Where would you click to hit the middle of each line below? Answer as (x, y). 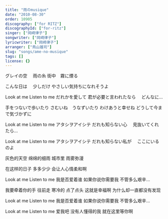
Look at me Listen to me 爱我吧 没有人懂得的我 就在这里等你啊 (69, 211)
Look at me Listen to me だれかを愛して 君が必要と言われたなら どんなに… (84, 97)
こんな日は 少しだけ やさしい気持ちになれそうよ (57, 86)
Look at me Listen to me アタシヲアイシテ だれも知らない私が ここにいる (82, 141)
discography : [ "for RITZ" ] (33, 24)
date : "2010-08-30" (26, 14)
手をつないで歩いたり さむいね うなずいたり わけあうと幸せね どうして (79, 107)
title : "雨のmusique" (27, 10)
